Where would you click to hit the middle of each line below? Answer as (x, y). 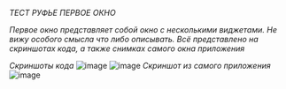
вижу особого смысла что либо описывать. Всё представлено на (134, 39)
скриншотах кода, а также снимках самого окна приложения (127, 48)
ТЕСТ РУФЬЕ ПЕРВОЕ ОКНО (63, 13)
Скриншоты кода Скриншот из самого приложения (140, 66)
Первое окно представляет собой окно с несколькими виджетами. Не (143, 30)
